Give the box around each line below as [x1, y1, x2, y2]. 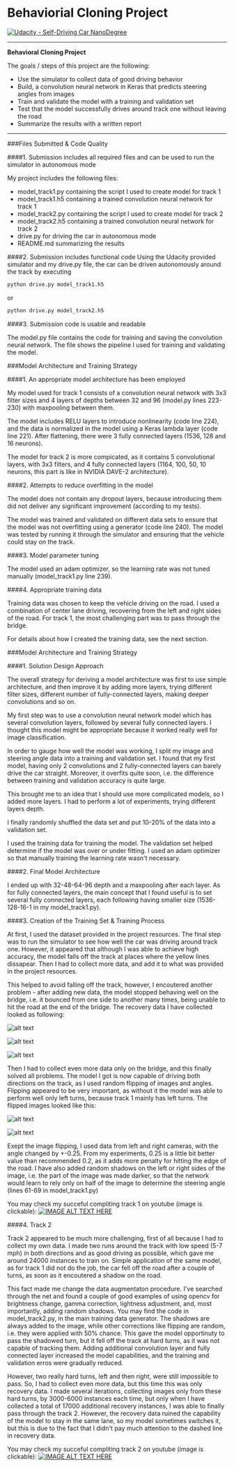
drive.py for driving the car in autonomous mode [17, 231, 157, 240]
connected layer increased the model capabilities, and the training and [7, 1351, 210, 1360]
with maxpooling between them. [22, 403, 115, 412]
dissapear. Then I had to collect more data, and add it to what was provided [7, 960, 224, 968]
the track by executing [7, 267, 72, 276]
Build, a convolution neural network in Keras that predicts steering [17, 82, 207, 91]
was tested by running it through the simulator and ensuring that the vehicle [7, 530, 225, 538]
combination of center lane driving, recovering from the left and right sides [7, 606, 221, 615]
